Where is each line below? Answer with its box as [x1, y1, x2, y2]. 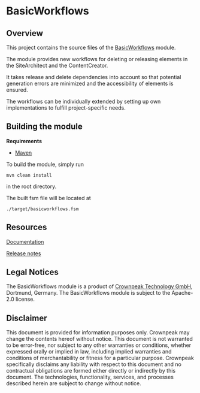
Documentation [6, 238, 44, 245]
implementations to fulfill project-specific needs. [6, 104, 126, 111]
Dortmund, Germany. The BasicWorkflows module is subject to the [6, 289, 171, 297]
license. [15, 295, 35, 303]
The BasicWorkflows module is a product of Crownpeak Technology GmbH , [6, 283, 193, 290]
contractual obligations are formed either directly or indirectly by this [6, 367, 175, 374]
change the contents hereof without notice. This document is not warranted [6, 335, 193, 343]
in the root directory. [6, 183, 57, 190]
